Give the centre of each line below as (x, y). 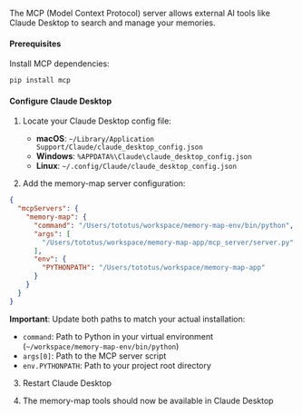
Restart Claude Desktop (67, 383)
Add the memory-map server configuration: (104, 183)
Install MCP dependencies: (60, 64)
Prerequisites (35, 44)
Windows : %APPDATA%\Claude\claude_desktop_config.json (144, 156)
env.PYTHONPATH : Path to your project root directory (117, 365)
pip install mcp (40, 81)
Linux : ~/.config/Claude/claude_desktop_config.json (136, 166)
